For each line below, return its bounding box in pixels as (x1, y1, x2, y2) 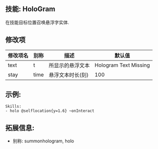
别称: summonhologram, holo (12, 138, 74, 144)
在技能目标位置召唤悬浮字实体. (5, 19, 70, 25)
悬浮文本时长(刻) (48, 71, 89, 78)
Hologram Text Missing (94, 62, 150, 69)
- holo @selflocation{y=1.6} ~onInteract (5, 108, 95, 113)
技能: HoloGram (5, 5, 56, 14)
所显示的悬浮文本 (48, 62, 90, 69)
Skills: (5, 104, 22, 109)
